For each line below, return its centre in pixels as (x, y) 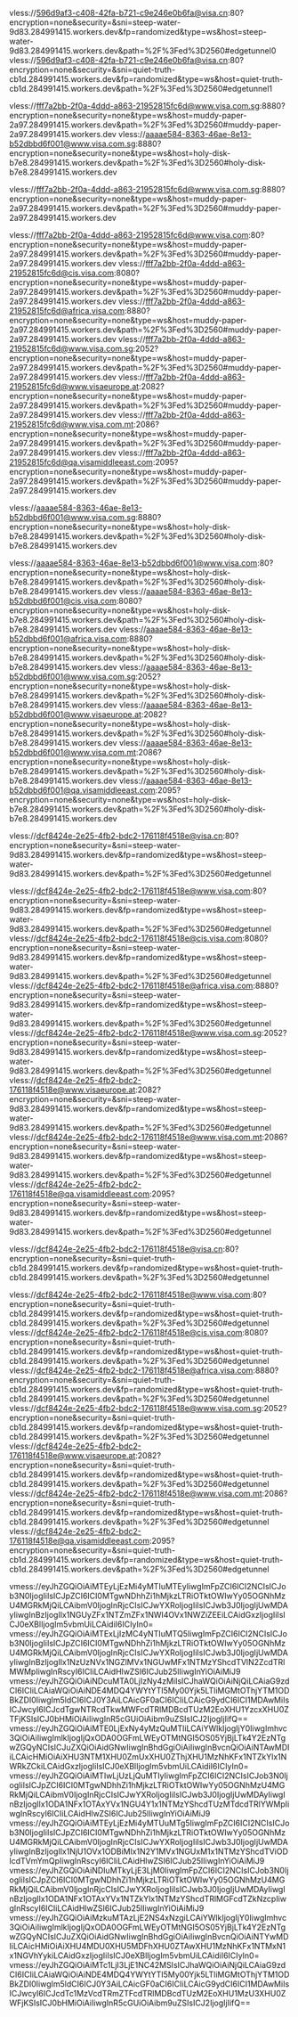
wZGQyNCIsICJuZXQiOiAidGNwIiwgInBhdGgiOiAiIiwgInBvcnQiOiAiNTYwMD (149, 1936)
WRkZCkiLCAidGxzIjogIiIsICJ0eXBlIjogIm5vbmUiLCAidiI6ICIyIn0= (129, 1766)
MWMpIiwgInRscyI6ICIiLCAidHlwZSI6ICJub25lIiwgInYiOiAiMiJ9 (125, 1671)
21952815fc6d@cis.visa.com (61, 273)
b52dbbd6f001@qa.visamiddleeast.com (82, 790)
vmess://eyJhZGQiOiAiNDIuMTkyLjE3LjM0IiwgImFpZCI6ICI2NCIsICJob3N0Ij (149, 1870)
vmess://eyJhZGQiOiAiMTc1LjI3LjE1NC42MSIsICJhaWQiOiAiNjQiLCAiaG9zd (148, 1965)
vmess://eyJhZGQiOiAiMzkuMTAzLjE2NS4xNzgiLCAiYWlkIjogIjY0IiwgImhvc (148, 1918)
